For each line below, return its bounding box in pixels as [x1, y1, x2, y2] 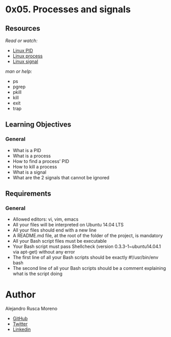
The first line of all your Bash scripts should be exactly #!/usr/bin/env [12, 255, 159, 261]
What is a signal [12, 169, 47, 175]
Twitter [12, 321, 28, 327]
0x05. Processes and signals [5, 4, 131, 15]
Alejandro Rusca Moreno [5, 306, 58, 312]
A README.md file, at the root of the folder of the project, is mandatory [12, 233, 163, 239]
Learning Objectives [5, 120, 72, 129]
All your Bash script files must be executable [12, 238, 107, 244]
